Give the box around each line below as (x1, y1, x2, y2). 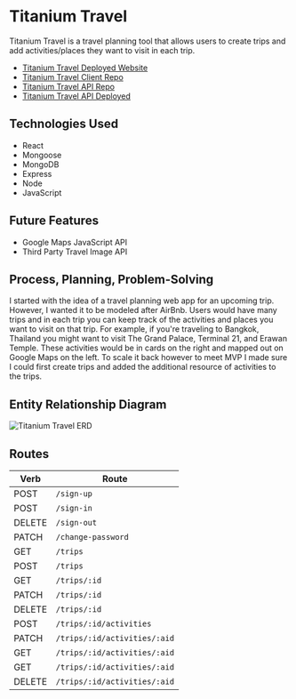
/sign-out (55, 518, 98, 527)
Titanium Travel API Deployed (21, 91, 132, 101)
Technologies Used (9, 116, 118, 132)
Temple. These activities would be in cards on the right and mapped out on (9, 342, 284, 353)
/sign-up (55, 489, 93, 499)
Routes (9, 446, 50, 462)
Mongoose (21, 149, 62, 160)
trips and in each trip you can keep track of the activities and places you (9, 314, 274, 325)
